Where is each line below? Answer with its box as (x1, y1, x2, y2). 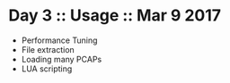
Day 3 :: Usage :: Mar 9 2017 (8, 5, 222, 26)
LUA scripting (21, 63, 73, 74)
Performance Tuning (21, 35, 98, 46)
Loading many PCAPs (21, 54, 102, 64)
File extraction (21, 44, 75, 54)
